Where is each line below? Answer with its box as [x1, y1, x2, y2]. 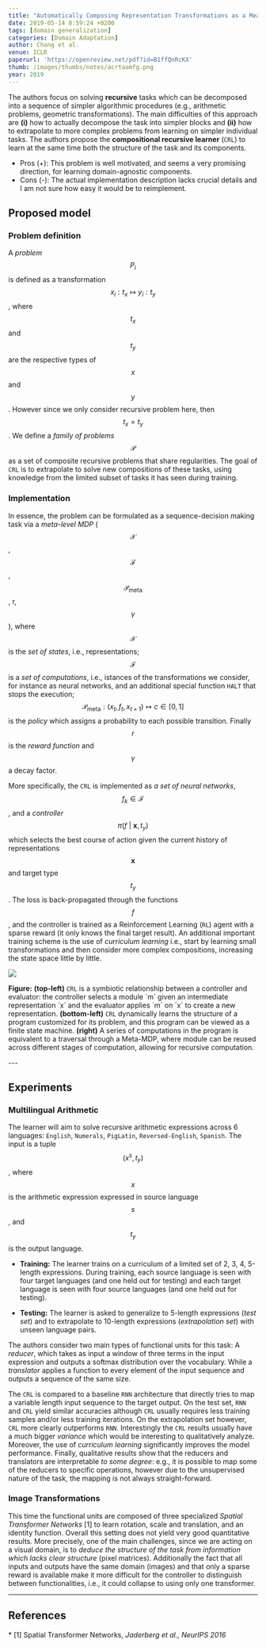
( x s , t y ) [122, 1152, 144, 1164]
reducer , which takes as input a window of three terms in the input [8, 1348, 225, 1358]
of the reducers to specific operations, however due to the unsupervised [8, 1465, 245, 1474]
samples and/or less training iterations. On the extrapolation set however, [8, 1414, 247, 1423]
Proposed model [8, 207, 91, 220]
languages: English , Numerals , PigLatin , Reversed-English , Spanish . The [8, 1131, 242, 1141]
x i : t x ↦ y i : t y [110, 287, 156, 298]
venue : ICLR [8, 48, 47, 56]
